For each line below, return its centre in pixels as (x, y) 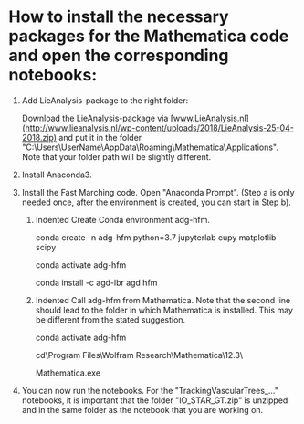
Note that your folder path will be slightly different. (116, 156)
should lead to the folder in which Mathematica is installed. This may (164, 310)
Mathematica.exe (68, 373)
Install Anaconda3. (57, 175)
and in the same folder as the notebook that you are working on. (142, 409)
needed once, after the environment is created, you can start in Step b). (156, 202)
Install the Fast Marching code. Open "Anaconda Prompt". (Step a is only (158, 192)
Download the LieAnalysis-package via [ (98, 118)
